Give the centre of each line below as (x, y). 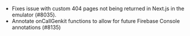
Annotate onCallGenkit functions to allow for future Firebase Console (96, 21)
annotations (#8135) (36, 27)
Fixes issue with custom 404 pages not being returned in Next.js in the (98, 9)
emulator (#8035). (34, 15)
